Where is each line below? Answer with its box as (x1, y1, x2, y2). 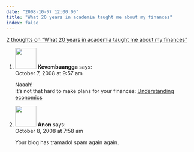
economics (14, 94, 43, 101)
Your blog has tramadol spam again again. (14, 139, 119, 146)
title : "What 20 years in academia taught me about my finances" (6, 14, 172, 20)
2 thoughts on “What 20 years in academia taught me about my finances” (6, 36, 187, 44)
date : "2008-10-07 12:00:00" (6, 8, 79, 15)
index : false (6, 20, 39, 26)
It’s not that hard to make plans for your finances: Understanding (14, 88, 175, 95)
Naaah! (14, 81, 33, 88)
